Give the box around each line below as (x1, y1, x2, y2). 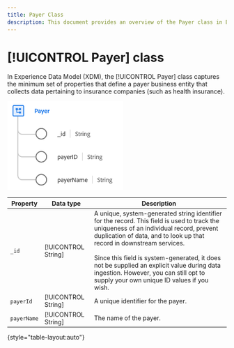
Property (11, 199, 38, 207)
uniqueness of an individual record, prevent (93, 224, 219, 233)
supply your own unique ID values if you (93, 276, 209, 285)
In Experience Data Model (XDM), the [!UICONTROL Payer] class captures (7, 73, 220, 81)
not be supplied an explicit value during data (93, 262, 221, 270)
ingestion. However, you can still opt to (93, 268, 205, 277)
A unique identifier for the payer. (93, 296, 187, 305)
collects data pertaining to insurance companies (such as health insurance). (7, 87, 225, 96)
